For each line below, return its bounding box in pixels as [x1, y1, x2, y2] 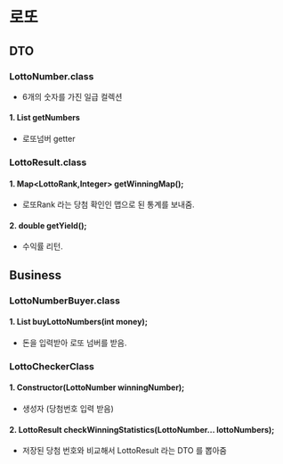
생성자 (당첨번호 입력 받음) [21, 403, 114, 414]
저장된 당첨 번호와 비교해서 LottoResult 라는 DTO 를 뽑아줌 [21, 445, 227, 456]
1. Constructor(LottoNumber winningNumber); [9, 382, 185, 393]
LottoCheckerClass [9, 360, 95, 372]
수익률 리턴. [21, 241, 64, 252]
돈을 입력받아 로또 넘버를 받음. [21, 337, 127, 348]
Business [9, 268, 62, 283]
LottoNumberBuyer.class [9, 294, 120, 307]
